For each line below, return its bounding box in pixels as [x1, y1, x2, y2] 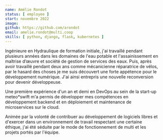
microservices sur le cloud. [5, 104, 60, 110]
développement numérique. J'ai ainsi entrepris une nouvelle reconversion [5, 74, 154, 80]
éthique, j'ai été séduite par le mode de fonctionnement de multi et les [5, 124, 146, 130]
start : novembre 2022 [5, 16, 49, 21]
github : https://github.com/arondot [5, 25, 80, 30]
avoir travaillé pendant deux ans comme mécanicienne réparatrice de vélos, [5, 63, 158, 69]
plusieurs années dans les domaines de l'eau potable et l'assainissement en [5, 53, 158, 59]
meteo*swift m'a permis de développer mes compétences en [5, 93, 129, 99]
